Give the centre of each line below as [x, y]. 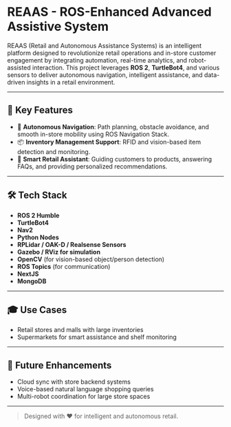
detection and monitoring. [54, 151]
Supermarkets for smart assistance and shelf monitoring [97, 337]
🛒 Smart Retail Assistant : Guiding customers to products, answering [114, 159]
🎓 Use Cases [37, 310]
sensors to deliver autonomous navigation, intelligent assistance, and [105, 75]
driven [16, 82]
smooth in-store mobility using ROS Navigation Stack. [93, 134]
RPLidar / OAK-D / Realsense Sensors [71, 244]
